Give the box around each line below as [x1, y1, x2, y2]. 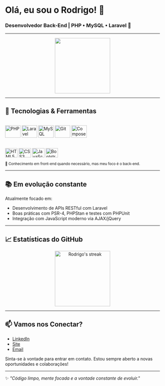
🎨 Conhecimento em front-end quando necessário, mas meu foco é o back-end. [5, 161, 140, 166]
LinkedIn [12, 336, 30, 342]
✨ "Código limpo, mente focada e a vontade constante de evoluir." [5, 375, 140, 381]
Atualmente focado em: [5, 195, 53, 201]
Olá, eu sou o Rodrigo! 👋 [5, 4, 105, 16]
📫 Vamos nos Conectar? [5, 320, 83, 329]
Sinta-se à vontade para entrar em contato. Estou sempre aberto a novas [5, 355, 153, 361]
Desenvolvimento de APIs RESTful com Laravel [12, 205, 108, 211]
